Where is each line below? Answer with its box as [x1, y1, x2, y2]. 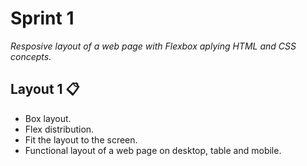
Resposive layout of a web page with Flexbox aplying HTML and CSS [10, 40, 297, 52]
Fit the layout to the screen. [24, 133, 138, 146]
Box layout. [24, 112, 72, 124]
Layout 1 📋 [10, 81, 80, 98]
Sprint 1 [10, 7, 75, 30]
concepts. [10, 50, 52, 62]
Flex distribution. [24, 123, 95, 135]
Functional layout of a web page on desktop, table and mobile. [24, 144, 282, 156]
